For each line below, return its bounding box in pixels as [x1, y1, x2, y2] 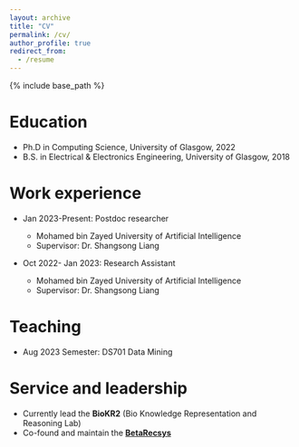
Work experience [9, 183, 142, 204]
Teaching [9, 317, 82, 338]
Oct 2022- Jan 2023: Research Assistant [22, 257, 176, 268]
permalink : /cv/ [9, 30, 71, 39]
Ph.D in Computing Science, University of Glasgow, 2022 [22, 141, 236, 152]
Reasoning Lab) [22, 417, 82, 428]
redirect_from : [9, 47, 67, 56]
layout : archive [9, 13, 71, 23]
